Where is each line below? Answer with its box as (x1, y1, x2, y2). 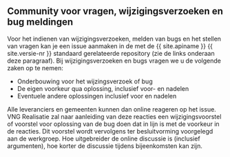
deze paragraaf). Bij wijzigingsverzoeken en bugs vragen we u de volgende (7, 56, 222, 65)
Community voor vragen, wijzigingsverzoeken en (7, 6, 224, 17)
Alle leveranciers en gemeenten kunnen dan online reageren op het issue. (7, 105, 217, 113)
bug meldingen (7, 17, 74, 28)
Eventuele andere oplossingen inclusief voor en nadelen (17, 92, 177, 100)
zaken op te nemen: (7, 63, 63, 72)
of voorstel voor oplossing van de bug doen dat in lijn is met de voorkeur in (7, 120, 220, 128)
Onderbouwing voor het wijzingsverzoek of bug (17, 77, 153, 85)
